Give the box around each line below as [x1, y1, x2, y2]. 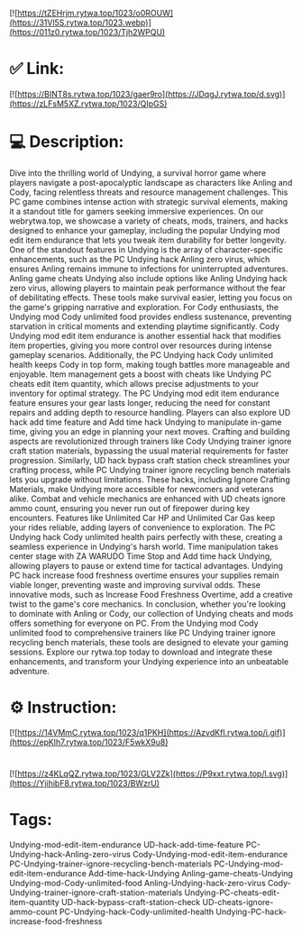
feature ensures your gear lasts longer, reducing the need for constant [9, 397, 270, 408]
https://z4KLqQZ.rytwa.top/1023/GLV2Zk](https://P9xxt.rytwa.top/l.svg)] [17, 768, 288, 779]
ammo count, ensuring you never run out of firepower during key [9, 502, 251, 513]
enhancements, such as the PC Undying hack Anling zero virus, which [9, 253, 270, 264]
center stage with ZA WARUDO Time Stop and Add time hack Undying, [9, 550, 272, 562]
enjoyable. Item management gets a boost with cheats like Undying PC [9, 369, 272, 380]
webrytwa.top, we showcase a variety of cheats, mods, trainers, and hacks [9, 215, 288, 226]
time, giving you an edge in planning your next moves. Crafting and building [9, 426, 290, 436]
